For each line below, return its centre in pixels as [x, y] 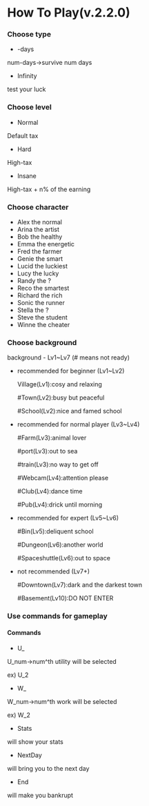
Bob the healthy [40, 237]
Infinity [27, 76]
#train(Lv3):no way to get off [58, 464]
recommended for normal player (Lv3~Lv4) [78, 424]
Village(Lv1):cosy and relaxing [59, 384]
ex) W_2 [19, 715]
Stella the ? [33, 310]
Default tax [23, 135]
